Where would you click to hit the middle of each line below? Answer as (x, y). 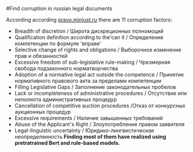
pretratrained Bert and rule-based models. (67, 143)
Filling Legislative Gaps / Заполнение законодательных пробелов (95, 87)
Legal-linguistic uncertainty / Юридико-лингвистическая (84, 130)
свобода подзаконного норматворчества (66, 68)
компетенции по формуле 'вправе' (58, 44)
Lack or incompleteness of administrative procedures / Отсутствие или (101, 93)
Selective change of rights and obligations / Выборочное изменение (98, 50)
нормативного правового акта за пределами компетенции (88, 81)
